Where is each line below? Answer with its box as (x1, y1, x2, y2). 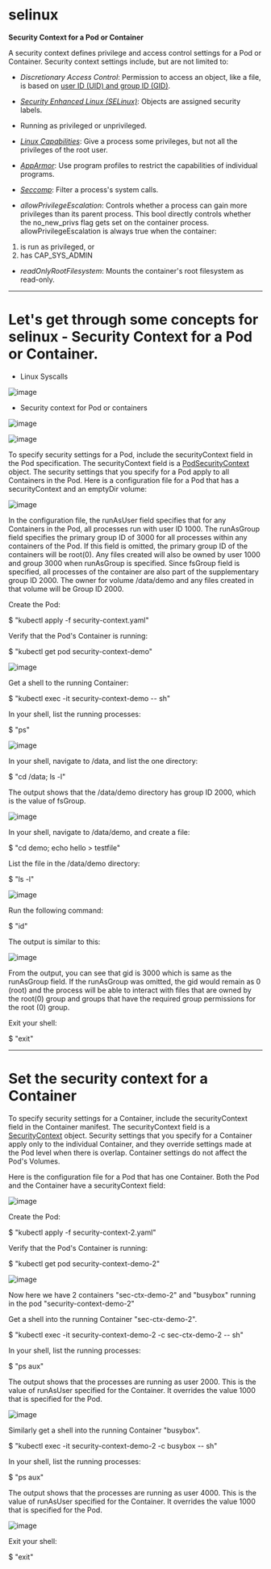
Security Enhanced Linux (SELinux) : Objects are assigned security (19, 96, 241, 106)
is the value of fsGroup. (8, 795, 86, 805)
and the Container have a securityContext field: (8, 1181, 166, 1190)
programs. (19, 169, 55, 178)
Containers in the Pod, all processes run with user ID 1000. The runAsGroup (8, 523, 261, 534)
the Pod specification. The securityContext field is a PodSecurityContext (8, 458, 250, 468)
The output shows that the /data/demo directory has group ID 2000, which (8, 787, 256, 797)
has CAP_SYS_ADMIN (19, 250, 93, 260)
